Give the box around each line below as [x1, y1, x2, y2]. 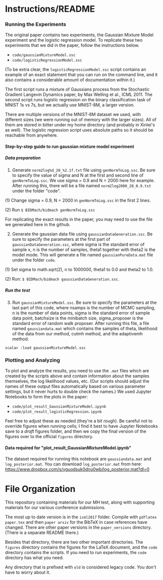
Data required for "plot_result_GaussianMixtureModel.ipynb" [5, 444, 131, 451]
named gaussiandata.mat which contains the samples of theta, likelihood [12, 325, 158, 331]
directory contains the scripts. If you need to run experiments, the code [5, 550, 147, 556]
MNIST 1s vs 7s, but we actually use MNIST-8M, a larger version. [5, 102, 135, 108]
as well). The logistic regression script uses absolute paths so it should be [5, 127, 153, 133]
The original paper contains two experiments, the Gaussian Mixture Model [5, 32, 154, 38]
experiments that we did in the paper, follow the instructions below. [5, 43, 140, 48]
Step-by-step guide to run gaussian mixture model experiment [5, 143, 134, 150]
